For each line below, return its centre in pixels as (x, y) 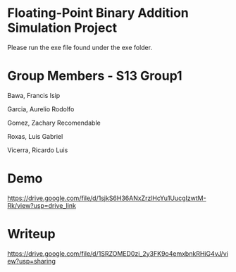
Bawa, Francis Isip (34, 95)
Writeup (31, 234)
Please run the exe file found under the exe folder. (80, 47)
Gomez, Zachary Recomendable (54, 123)
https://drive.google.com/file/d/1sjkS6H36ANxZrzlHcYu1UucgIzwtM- (107, 198)
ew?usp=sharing (32, 261)
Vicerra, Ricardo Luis (38, 150)
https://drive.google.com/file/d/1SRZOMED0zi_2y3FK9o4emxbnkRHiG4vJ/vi (118, 253)
